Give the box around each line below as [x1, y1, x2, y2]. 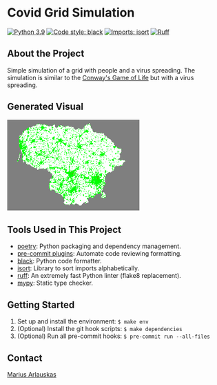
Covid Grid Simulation [7, 5, 135, 21]
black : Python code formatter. [17, 257, 102, 265]
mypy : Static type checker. [17, 279, 94, 288]
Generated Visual [7, 101, 84, 113]
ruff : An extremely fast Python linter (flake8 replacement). [17, 272, 181, 280]
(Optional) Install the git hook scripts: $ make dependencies [17, 325, 183, 333]
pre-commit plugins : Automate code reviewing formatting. [17, 250, 183, 258]
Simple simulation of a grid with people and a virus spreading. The [7, 66, 195, 74]
